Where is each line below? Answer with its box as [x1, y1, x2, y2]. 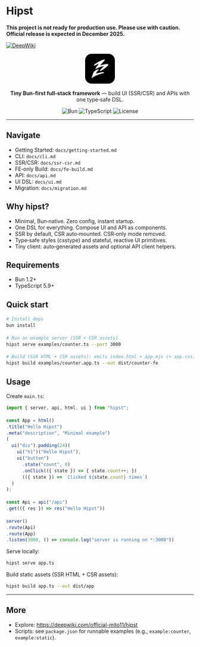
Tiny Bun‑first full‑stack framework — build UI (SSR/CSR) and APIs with [10, 90, 190, 97]
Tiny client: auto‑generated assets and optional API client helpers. [14, 243, 177, 250]
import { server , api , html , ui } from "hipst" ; [6, 405, 129, 411]
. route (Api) [6, 524, 36, 531]
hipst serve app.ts [6, 560, 55, 566]
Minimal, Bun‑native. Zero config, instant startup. [14, 217, 135, 224]
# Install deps [6, 316, 44, 322]
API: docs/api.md [14, 171, 56, 178]
